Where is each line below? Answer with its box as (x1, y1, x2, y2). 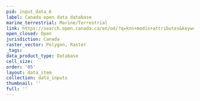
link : (6, 25, 20, 31)
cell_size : (6, 58, 33, 64)
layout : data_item (6, 70, 52, 75)
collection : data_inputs (6, 75, 68, 81)
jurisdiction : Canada (6, 36, 60, 42)
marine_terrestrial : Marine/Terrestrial (6, 20, 108, 26)
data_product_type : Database (6, 53, 79, 59)
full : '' (6, 86, 28, 92)
